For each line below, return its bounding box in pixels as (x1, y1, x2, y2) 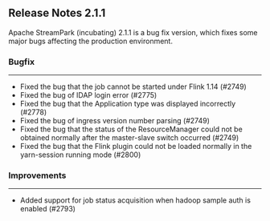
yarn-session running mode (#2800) (19, 150, 141, 159)
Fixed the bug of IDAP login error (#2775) (19, 90, 157, 100)
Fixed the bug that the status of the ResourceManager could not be (19, 124, 243, 135)
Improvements (8, 170, 67, 181)
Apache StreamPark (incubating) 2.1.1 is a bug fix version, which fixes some (8, 27, 258, 37)
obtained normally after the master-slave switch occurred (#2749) (19, 133, 239, 143)
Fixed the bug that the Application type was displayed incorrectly (19, 99, 236, 109)
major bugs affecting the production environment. (8, 36, 173, 46)
